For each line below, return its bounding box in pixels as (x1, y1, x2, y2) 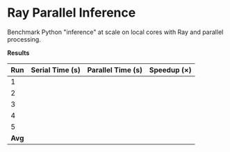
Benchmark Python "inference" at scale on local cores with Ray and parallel (7, 28, 224, 36)
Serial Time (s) (31, 65, 81, 74)
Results (7, 49, 30, 57)
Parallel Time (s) (87, 65, 142, 74)
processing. (7, 35, 42, 43)
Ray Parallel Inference (7, 5, 136, 21)
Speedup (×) (149, 65, 192, 74)
